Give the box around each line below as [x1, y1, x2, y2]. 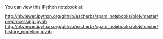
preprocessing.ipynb [5, 19, 47, 24]
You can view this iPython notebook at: [5, 4, 84, 10]
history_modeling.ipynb [5, 29, 52, 34]
